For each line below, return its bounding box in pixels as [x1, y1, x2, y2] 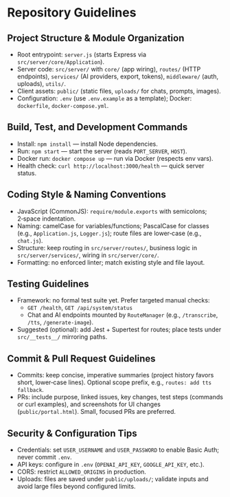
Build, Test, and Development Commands [7, 122, 188, 133]
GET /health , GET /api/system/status [27, 304, 133, 312]
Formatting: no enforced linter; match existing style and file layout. [16, 258, 205, 266]
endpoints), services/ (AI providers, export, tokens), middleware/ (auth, [16, 72, 218, 80]
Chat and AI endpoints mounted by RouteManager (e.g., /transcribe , [27, 311, 218, 319]
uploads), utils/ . [16, 80, 67, 87]
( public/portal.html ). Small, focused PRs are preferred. [16, 408, 176, 416]
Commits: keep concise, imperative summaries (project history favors [16, 371, 214, 379]
